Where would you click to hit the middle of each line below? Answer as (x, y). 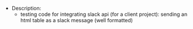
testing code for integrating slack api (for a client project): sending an (104, 14)
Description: (26, 8)
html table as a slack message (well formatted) (77, 20)
